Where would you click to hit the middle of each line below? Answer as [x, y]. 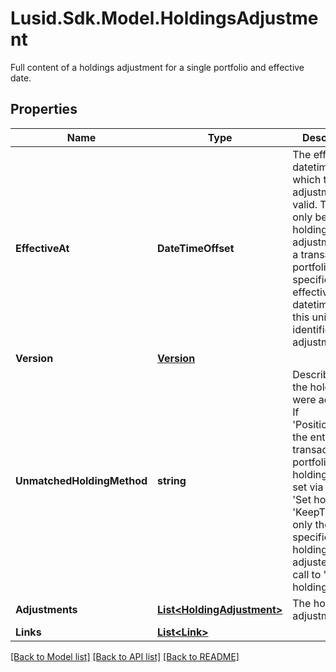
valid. [305, 204]
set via [308, 487]
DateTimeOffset [196, 248]
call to [307, 574]
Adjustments [46, 609]
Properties [44, 109]
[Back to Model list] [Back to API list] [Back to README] [125, 656]
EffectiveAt [42, 248]
